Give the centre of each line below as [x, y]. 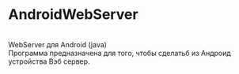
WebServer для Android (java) [57, 44]
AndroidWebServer [73, 15]
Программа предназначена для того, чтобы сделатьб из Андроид [119, 53]
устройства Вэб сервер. [49, 61]
